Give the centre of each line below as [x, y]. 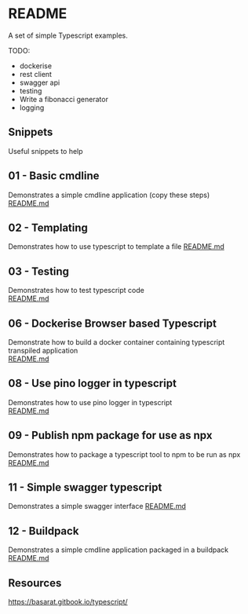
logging [32, 108]
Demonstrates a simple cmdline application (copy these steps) [109, 195]
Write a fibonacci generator [64, 99]
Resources [35, 583]
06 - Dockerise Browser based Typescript [113, 323]
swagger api [40, 82]
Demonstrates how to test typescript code [77, 291]
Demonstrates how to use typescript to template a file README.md [117, 247]
